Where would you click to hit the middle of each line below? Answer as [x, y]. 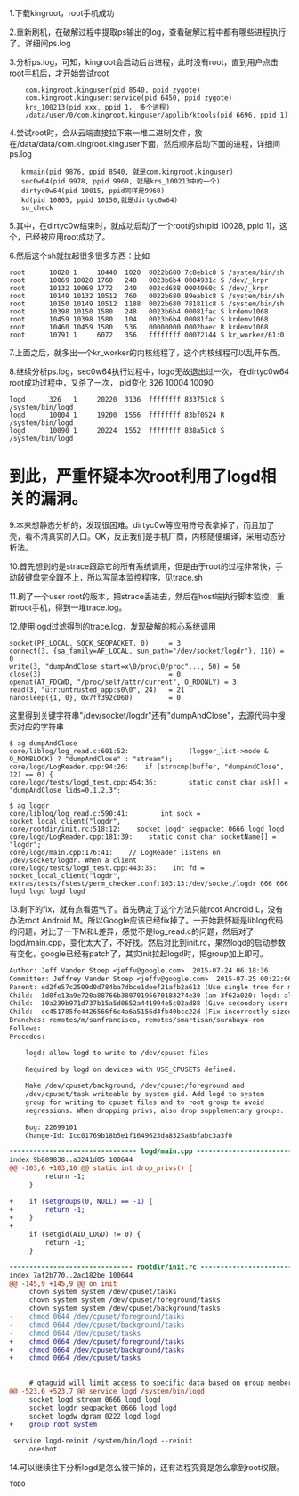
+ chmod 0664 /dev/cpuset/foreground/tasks [97, 1342]
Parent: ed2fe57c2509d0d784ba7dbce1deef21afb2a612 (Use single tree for [147, 987]
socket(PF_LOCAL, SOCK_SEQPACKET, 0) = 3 [95, 643]
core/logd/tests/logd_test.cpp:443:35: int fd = [107, 868]
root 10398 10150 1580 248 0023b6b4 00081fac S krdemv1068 [139, 312]
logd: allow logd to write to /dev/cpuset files [117, 1053]
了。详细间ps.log [40, 43]
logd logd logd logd [48, 891]
